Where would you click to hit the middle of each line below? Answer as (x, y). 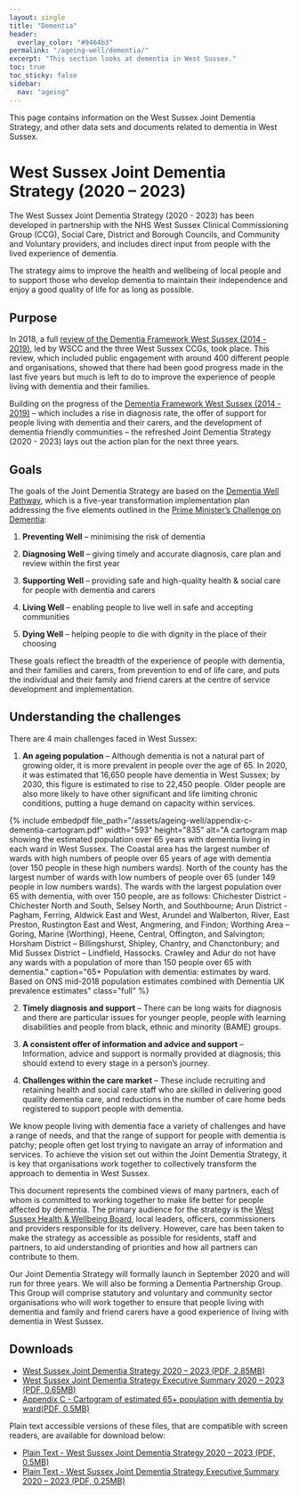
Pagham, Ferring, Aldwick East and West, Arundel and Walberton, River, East (149, 914)
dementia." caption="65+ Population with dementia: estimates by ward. (140, 971)
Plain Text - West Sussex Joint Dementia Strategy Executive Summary (150, 1471)
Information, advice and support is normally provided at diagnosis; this (152, 1053)
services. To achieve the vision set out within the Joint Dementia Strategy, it (148, 1154)
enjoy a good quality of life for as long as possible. (101, 289)
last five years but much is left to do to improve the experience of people (142, 377)
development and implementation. (72, 689)
